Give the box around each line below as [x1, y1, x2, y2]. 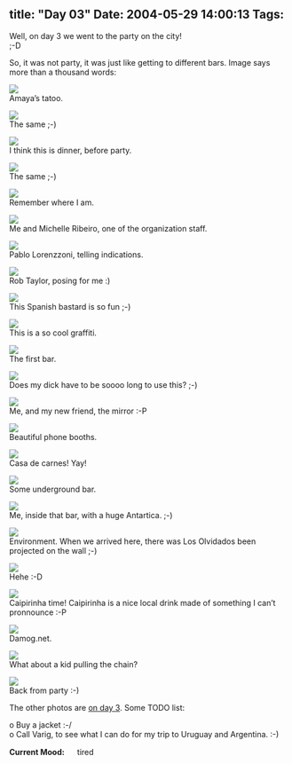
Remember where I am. [9, 197, 95, 208]
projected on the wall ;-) [9, 545, 98, 555]
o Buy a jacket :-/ [9, 719, 73, 730]
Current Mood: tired [9, 746, 95, 757]
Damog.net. [9, 633, 52, 643]
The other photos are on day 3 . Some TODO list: [9, 702, 185, 713]
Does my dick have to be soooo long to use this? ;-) [9, 379, 198, 390]
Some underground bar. [9, 484, 97, 494]
